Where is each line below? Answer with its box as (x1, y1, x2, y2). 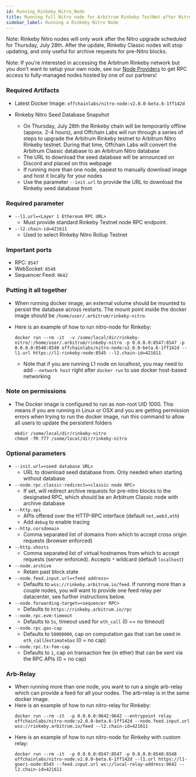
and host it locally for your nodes (23, 172, 103, 179)
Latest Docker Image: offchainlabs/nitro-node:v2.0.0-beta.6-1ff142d (14, 100, 185, 107)
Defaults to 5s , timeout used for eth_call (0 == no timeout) (23, 618, 165, 625)
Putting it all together (6, 286, 67, 295)
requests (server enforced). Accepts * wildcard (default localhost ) (23, 556, 184, 563)
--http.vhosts (14, 545, 49, 550)
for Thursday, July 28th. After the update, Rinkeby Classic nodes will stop (6, 42, 183, 49)
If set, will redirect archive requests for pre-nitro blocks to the (23, 487, 171, 495)
